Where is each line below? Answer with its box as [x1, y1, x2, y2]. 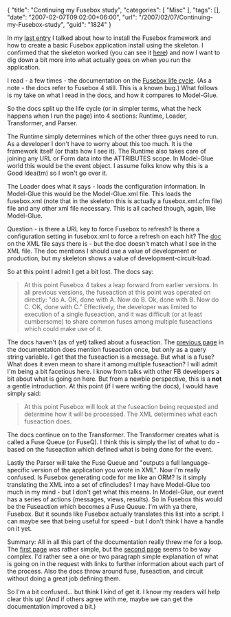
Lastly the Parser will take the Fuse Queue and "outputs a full [7, 459, 180, 467]
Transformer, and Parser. [7, 119, 78, 127]
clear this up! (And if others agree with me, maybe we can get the [7, 595, 193, 603]
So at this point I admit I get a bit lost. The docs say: [7, 268, 154, 275]
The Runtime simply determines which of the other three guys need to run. [7, 132, 219, 140]
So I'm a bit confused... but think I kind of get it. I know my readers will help [7, 588, 221, 596]
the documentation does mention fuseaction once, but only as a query [7, 346, 206, 353]
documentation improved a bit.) [7, 603, 96, 610]
